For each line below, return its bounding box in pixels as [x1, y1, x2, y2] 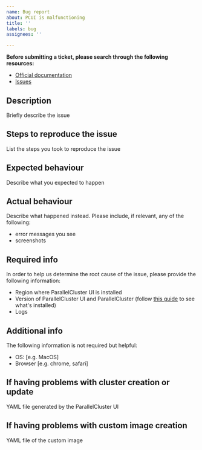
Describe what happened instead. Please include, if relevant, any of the [6, 213, 184, 220]
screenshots [15, 237, 47, 244]
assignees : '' [6, 31, 42, 38]
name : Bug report [6, 8, 50, 15]
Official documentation [15, 71, 73, 79]
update [6, 387, 34, 397]
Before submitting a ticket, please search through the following [6, 53, 168, 61]
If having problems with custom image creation [6, 420, 187, 431]
